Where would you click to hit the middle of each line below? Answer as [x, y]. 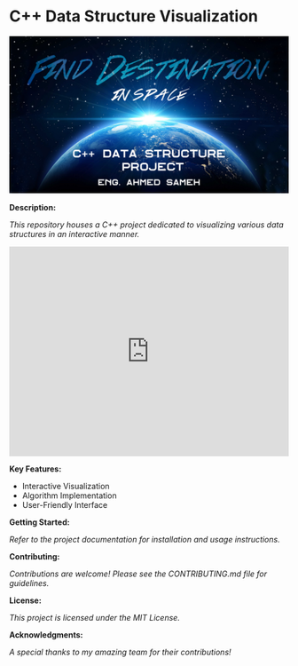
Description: [32, 208]
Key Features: [35, 469]
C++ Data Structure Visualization [134, 16]
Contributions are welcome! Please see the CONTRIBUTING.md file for [138, 574]
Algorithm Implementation [69, 496]
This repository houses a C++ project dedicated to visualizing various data [146, 225]
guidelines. [29, 583]
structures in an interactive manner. [74, 234]
